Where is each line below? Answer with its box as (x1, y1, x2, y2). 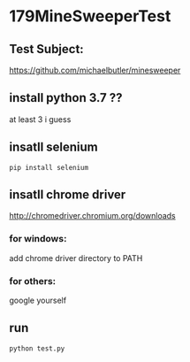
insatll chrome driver (9, 188, 126, 203)
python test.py (9, 343, 65, 353)
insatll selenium (9, 140, 99, 155)
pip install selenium (9, 163, 89, 172)
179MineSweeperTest (9, 6, 171, 27)
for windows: (9, 233, 67, 245)
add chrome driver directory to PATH (9, 252, 143, 263)
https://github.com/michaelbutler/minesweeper (9, 65, 181, 75)
